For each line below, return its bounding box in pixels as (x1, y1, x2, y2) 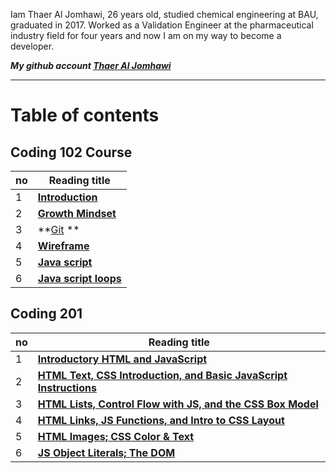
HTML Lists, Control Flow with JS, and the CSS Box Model (37, 397, 319, 411)
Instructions (37, 380, 97, 394)
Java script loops (37, 272, 122, 285)
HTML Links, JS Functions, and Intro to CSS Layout (37, 413, 285, 427)
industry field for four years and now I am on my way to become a (10, 30, 282, 41)
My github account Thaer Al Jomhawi (10, 60, 172, 71)
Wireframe (37, 239, 90, 253)
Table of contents (10, 104, 160, 127)
